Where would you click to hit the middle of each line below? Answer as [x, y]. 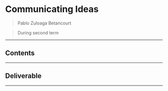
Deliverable [23, 76]
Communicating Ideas [52, 9]
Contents [20, 53]
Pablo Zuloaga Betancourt [44, 23]
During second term [38, 32]
